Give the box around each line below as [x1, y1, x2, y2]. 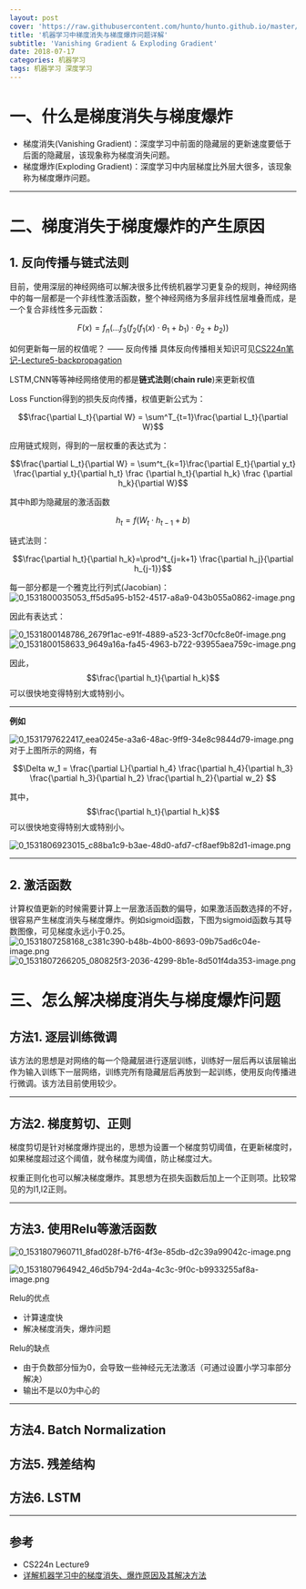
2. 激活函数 [9, 877, 72, 893]
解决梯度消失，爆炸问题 [22, 1323, 111, 1334]
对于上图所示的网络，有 [9, 744, 97, 756]
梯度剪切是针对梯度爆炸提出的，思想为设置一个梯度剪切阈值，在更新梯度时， [9, 1142, 297, 1153]
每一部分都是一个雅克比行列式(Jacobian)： [9, 582, 170, 593]
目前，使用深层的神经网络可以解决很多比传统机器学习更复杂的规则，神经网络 [9, 281, 297, 292]
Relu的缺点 [9, 1342, 50, 1353]
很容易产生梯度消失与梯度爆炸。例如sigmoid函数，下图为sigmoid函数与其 [9, 915, 284, 926]
